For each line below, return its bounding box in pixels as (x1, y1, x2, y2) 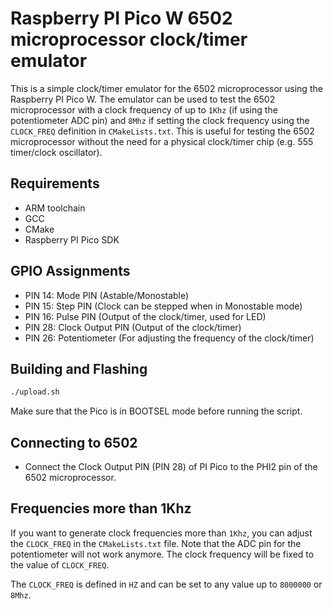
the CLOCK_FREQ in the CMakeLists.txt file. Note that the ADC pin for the (10, 537, 302, 549)
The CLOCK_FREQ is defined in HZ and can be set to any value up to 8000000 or (10, 578, 323, 590)
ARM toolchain (24, 202, 86, 214)
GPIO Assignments (10, 263, 131, 280)
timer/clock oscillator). (10, 146, 103, 158)
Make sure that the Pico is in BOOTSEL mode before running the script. (10, 405, 303, 417)
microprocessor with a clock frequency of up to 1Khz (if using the (10, 103, 278, 116)
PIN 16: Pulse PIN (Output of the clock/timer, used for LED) (24, 310, 267, 322)
